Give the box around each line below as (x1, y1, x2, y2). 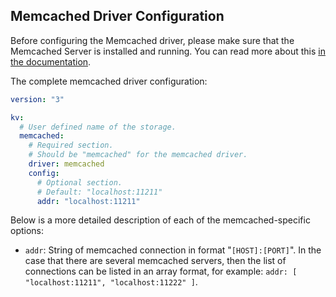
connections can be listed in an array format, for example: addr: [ (24, 265, 298, 278)
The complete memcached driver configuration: (10, 75, 208, 87)
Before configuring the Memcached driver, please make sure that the (10, 34, 295, 46)
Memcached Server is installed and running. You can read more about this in (10, 45, 326, 57)
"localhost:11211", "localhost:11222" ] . (24, 276, 198, 288)
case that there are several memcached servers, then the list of (24, 255, 287, 267)
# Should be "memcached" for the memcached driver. (28, 150, 248, 160)
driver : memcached (28, 159, 105, 169)
